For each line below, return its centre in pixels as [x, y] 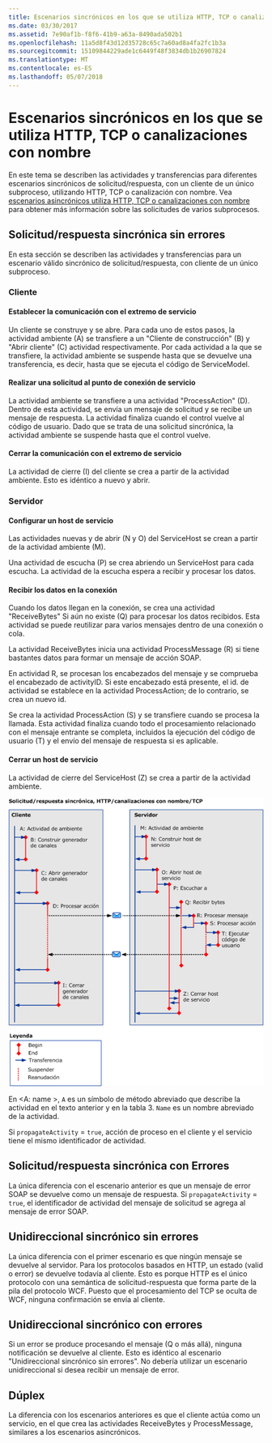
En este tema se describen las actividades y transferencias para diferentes [133, 175]
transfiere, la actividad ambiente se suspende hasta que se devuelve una [130, 355]
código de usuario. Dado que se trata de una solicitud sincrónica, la [121, 426]
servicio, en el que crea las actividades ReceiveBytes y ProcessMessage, [131, 1424]
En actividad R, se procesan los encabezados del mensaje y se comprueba [134, 674]
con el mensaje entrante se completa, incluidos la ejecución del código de [132, 732]
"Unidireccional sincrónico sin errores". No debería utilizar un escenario [128, 1361]
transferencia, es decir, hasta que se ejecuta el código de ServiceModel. [129, 364]
